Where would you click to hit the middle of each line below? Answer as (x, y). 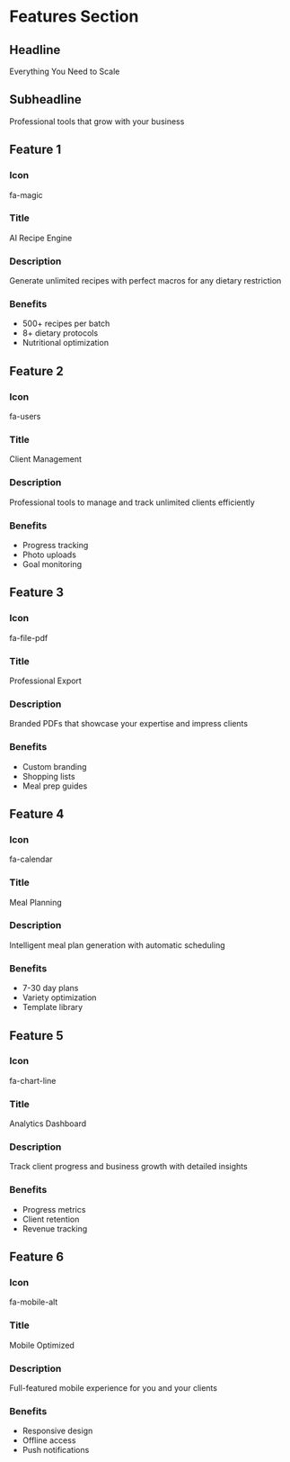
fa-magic (26, 194)
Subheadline (46, 99)
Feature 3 (37, 593)
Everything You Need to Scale (65, 71)
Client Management (46, 459)
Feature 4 (37, 813)
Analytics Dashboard (48, 1124)
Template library (53, 1007)
